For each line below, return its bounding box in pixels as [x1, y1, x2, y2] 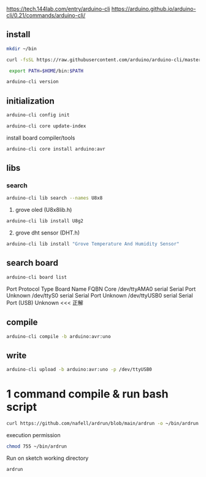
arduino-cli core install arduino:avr [6, 146, 105, 152]
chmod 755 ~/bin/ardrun [6, 443, 67, 449]
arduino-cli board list [6, 274, 67, 280]
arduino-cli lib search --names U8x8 [6, 195, 103, 201]
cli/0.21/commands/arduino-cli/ [6, 12, 86, 19]
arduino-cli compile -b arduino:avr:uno [6, 333, 112, 339]
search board [6, 258, 58, 268]
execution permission [6, 431, 61, 438]
